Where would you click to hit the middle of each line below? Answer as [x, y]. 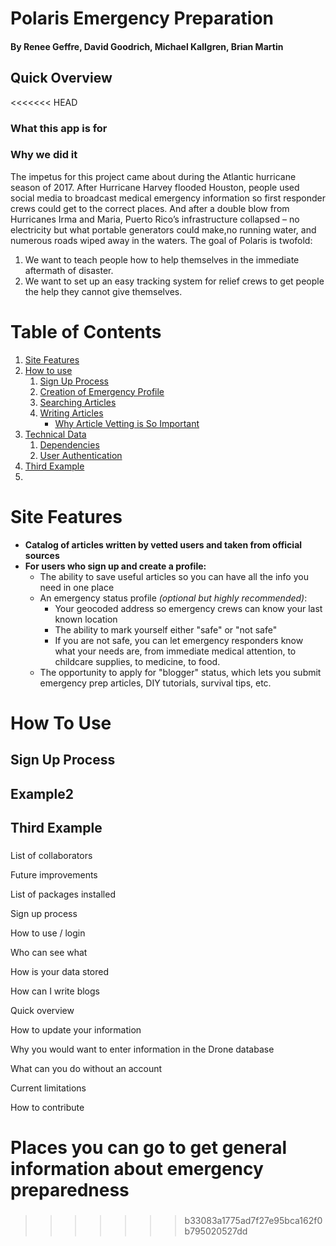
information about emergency [137, 1169]
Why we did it [44, 155]
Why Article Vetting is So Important [127, 423]
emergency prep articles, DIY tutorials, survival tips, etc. [155, 683]
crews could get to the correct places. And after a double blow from [150, 208]
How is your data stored [60, 971]
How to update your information [76, 1029]
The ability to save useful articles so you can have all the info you [174, 576]
